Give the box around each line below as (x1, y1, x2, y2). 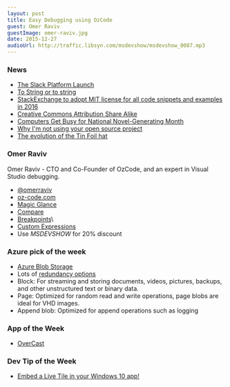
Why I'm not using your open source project (17, 125, 143, 133)
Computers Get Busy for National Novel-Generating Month (17, 117, 184, 126)
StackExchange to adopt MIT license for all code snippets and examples (17, 95, 223, 103)
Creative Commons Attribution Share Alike (17, 110, 138, 118)
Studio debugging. (7, 172, 60, 180)
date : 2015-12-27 (7, 36, 57, 43)
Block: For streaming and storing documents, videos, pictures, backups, (17, 277, 222, 285)
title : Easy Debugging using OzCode (7, 17, 113, 23)
